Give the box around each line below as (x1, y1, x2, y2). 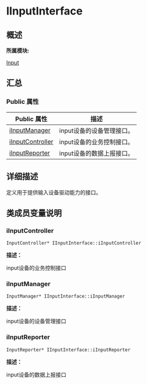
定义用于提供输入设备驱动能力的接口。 (6, 188, 101, 196)
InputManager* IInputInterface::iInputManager (6, 293, 125, 299)
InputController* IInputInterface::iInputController (6, 240, 142, 246)
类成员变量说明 (6, 208, 62, 218)
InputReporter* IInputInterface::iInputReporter (6, 347, 131, 353)
